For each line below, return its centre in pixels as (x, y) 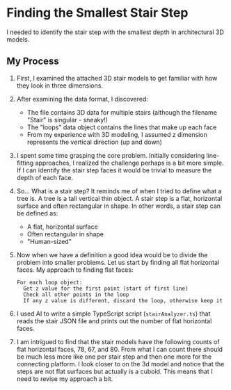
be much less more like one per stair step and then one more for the (114, 357)
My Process (33, 62)
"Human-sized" (49, 241)
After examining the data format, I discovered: (82, 99)
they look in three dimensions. (60, 86)
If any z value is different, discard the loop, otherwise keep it (123, 300)
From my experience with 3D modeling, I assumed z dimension (117, 134)
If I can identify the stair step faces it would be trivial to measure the (114, 170)
